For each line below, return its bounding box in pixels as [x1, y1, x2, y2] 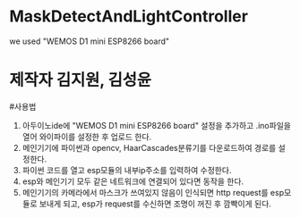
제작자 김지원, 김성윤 [9, 70, 152, 90]
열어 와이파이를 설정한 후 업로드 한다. [21, 131, 152, 142]
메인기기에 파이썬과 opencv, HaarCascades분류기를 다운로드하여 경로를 [21, 142, 277, 153]
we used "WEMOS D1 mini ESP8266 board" [9, 36, 170, 46]
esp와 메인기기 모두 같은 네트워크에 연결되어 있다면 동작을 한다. [21, 176, 244, 187]
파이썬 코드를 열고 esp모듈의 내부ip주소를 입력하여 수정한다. [21, 164, 232, 175]
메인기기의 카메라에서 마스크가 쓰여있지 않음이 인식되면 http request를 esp [21, 187, 285, 197]
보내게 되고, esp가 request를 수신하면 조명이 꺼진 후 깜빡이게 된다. [39, 198, 271, 209]
